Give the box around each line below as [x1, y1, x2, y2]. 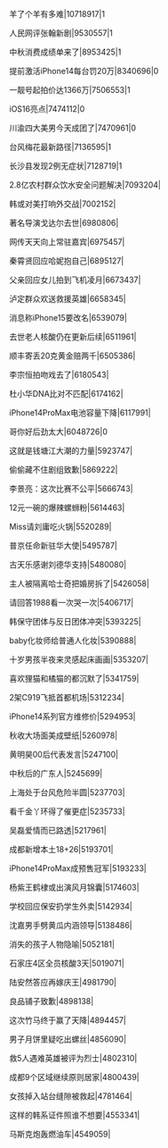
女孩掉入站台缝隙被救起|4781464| [9, 1091, 133, 1102]
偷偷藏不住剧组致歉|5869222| [9, 465, 118, 474]
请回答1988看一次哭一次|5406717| [9, 598, 134, 608]
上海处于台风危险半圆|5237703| [9, 787, 126, 798]
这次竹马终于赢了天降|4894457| [9, 1015, 127, 1026]
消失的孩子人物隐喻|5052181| [9, 939, 116, 950]
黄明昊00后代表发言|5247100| [9, 750, 118, 759]
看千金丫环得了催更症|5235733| [9, 806, 126, 817]
